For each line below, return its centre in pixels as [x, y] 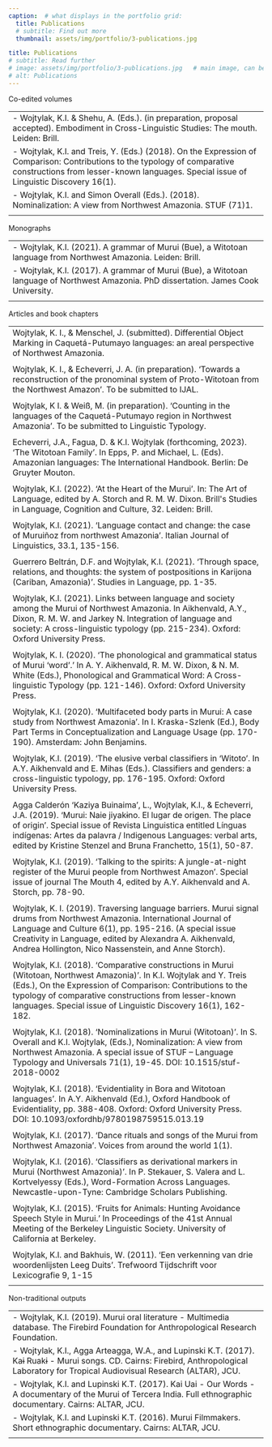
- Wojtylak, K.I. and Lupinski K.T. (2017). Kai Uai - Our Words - [134, 1384]
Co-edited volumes [40, 99]
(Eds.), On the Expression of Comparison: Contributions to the [130, 985]
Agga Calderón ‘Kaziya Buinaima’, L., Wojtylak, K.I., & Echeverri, [133, 805]
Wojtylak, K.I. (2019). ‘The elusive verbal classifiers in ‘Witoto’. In [136, 758]
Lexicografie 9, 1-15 [53, 1275]
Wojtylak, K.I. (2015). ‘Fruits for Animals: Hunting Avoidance [127, 1208]
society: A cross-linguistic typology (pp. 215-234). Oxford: [127, 628]
